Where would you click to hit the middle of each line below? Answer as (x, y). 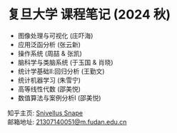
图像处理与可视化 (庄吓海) (55, 36)
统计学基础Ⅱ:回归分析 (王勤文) (61, 71)
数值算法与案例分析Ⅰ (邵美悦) (59, 97)
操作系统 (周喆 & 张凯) (50, 53)
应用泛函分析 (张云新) (49, 44)
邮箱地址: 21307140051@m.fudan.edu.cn (67, 122)
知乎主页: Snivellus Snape (45, 113)
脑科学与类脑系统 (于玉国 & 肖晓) (65, 62)
